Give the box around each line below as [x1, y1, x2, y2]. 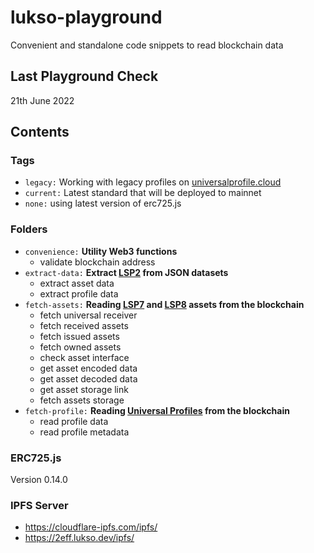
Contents [10, 124, 70, 141]
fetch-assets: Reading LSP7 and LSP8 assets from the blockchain [24, 298, 305, 310]
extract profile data [39, 287, 119, 300]
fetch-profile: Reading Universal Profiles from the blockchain [24, 404, 290, 416]
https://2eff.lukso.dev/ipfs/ [24, 532, 135, 544]
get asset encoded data [39, 362, 138, 374]
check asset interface [39, 351, 130, 363]
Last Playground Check [10, 68, 159, 85]
